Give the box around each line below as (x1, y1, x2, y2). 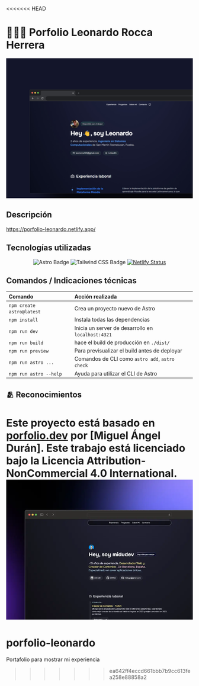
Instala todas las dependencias (74, 316, 150, 323)
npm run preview (8, 348, 49, 354)
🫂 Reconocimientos (6, 389, 82, 399)
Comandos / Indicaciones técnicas (6, 275, 137, 286)
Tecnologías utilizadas (6, 243, 91, 253)
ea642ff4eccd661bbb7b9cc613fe (109, 667, 191, 674)
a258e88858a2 (109, 674, 147, 681)
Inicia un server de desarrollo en (74, 324, 153, 331)
